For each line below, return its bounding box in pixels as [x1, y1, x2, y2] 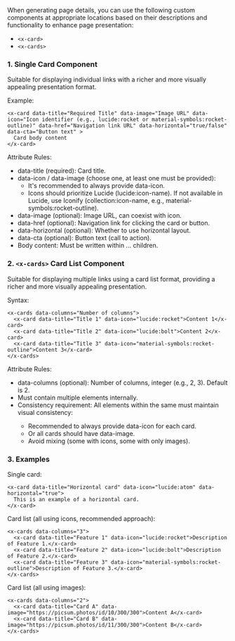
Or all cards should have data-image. [27, 429, 135, 437]
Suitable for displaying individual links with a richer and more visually [7, 75, 207, 84]
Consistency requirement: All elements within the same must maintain [17, 400, 220, 409]
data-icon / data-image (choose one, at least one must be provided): [17, 174, 216, 183]
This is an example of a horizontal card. [13, 496, 140, 503]
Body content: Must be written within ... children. [17, 242, 159, 250]
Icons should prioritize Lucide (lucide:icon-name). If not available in [27, 189, 223, 197]
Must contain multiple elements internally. [17, 393, 138, 402]
